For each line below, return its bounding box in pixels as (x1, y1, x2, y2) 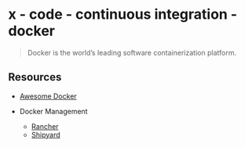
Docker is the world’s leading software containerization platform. (27, 48, 237, 57)
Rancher (31, 121, 59, 131)
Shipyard (31, 130, 60, 139)
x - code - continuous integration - (8, 5, 238, 23)
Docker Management (19, 106, 88, 116)
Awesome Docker (19, 91, 77, 101)
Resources (8, 70, 62, 84)
